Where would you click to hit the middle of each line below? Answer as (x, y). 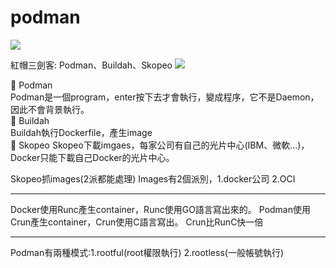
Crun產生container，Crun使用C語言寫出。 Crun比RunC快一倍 (137, 222)
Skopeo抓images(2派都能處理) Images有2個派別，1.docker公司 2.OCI (153, 178)
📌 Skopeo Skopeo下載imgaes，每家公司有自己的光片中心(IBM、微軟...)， (160, 145)
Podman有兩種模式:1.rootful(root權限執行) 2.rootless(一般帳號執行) (147, 252)
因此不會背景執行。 (50, 109)
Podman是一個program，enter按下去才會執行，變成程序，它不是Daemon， (165, 97)
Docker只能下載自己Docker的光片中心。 (92, 157)
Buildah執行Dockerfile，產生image (81, 132)
